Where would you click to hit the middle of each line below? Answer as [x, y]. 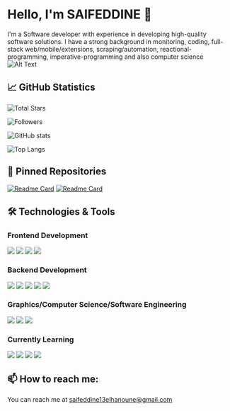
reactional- [176, 49]
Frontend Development [48, 235]
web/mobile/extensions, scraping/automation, [92, 49]
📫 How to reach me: [53, 379]
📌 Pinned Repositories [57, 172]
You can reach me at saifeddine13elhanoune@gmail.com [90, 399]
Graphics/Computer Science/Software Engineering [97, 305]
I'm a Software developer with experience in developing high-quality [107, 34]
